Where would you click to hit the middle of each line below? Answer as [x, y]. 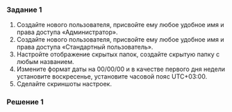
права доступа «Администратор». [67, 32]
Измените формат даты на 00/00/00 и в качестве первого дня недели [121, 69]
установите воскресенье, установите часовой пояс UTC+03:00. [112, 77]
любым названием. [45, 62]
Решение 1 [25, 102]
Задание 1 [24, 10]
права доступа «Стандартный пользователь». [85, 47]
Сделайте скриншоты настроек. [64, 84]
